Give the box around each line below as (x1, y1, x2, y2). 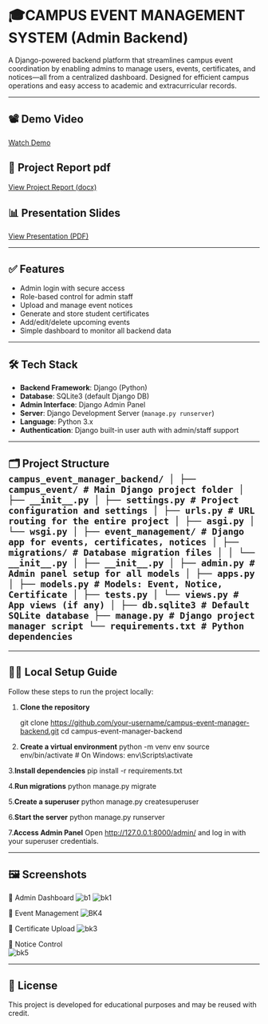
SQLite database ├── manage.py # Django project (8, 610, 255, 622)
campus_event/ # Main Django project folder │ (8, 484, 245, 496)
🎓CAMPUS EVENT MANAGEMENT (8, 6, 246, 25)
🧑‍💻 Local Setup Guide (8, 666, 118, 679)
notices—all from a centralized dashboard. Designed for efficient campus (8, 72, 250, 82)
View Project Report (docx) (8, 182, 97, 192)
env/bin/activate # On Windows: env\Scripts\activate (19, 750, 193, 760)
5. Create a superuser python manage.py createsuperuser (8, 797, 199, 806)
